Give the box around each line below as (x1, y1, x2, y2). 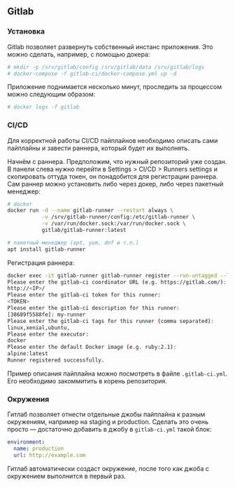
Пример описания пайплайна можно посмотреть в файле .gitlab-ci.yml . (7, 369, 228, 378)
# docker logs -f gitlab (7, 104, 80, 111)
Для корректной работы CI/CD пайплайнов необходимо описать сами (7, 136, 218, 144)
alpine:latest (7, 350, 49, 357)
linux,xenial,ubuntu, (7, 324, 71, 331)
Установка (7, 27, 45, 36)
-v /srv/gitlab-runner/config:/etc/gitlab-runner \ (41, 214, 196, 221)
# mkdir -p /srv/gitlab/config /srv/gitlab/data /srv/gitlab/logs (7, 63, 205, 71)
